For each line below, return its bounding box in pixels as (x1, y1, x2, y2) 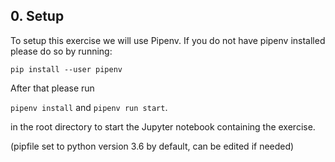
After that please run (10, 82, 95, 94)
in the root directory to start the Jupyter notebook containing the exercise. (10, 120, 316, 133)
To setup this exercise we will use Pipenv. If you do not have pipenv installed (10, 34, 326, 46)
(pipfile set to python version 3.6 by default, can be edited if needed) (10, 140, 295, 152)
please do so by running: (10, 45, 113, 57)
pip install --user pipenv (10, 64, 123, 74)
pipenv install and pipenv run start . (10, 101, 168, 113)
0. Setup (10, 8, 65, 25)
